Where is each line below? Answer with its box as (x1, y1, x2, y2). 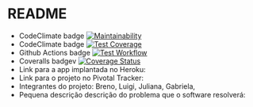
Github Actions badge (18, 48, 90, 57)
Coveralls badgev (18, 56, 77, 66)
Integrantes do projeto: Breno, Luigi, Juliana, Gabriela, (18, 81, 196, 91)
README (7, 5, 67, 23)
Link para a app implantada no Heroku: (18, 64, 146, 74)
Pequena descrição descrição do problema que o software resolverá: (18, 90, 246, 99)
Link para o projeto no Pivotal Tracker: (18, 73, 144, 82)
